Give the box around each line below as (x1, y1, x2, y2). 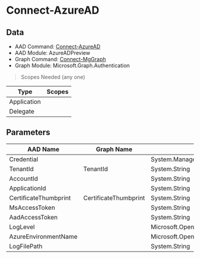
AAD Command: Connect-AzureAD (14, 43, 101, 50)
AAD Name (27, 145, 60, 153)
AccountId (9, 174, 39, 183)
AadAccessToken (9, 213, 58, 221)
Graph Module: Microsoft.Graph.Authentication (14, 62, 130, 69)
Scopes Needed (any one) (20, 74, 85, 80)
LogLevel (9, 222, 35, 231)
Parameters (6, 127, 51, 137)
